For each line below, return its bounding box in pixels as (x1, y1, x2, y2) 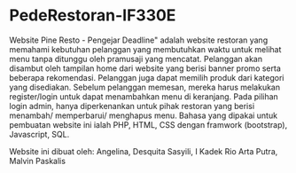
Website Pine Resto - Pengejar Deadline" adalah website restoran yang (9, 35, 269, 45)
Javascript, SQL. (9, 129, 70, 139)
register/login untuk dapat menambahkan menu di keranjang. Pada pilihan (9, 90, 279, 102)
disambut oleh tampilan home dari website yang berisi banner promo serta (9, 63, 282, 74)
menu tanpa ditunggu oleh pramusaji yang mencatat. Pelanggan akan (9, 53, 263, 64)
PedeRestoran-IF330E (9, 5, 176, 26)
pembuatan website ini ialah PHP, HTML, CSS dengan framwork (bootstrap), (9, 119, 288, 130)
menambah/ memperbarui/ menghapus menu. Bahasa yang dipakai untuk (9, 110, 277, 121)
